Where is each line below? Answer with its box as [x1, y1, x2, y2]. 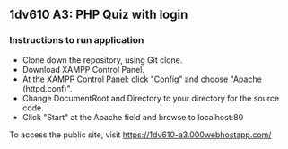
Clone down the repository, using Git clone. [22, 54, 183, 66]
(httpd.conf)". [22, 83, 73, 93]
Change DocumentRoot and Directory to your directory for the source [22, 92, 280, 103]
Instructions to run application [9, 34, 144, 47]
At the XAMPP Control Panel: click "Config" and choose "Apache [22, 74, 262, 84]
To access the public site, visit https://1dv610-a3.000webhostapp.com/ [9, 129, 272, 140]
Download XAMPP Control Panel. [22, 64, 145, 74]
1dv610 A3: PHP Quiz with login [9, 7, 188, 22]
